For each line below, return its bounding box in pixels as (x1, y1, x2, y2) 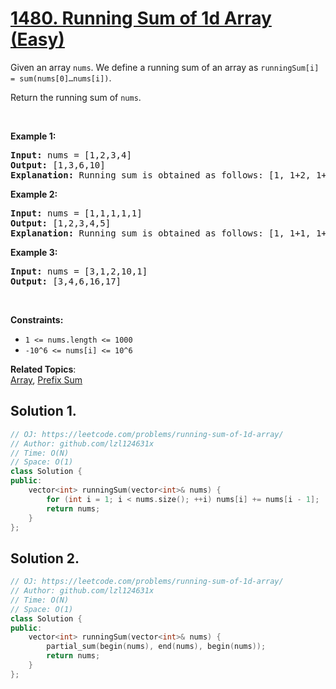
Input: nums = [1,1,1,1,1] (10, 207, 143, 219)
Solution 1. (10, 403, 77, 420)
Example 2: (10, 188, 58, 200)
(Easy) (10, 28, 65, 51)
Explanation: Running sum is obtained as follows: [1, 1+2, (10, 169, 312, 181)
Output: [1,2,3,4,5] (10, 217, 112, 229)
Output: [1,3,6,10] (10, 159, 106, 171)
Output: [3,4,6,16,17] (10, 275, 122, 287)
